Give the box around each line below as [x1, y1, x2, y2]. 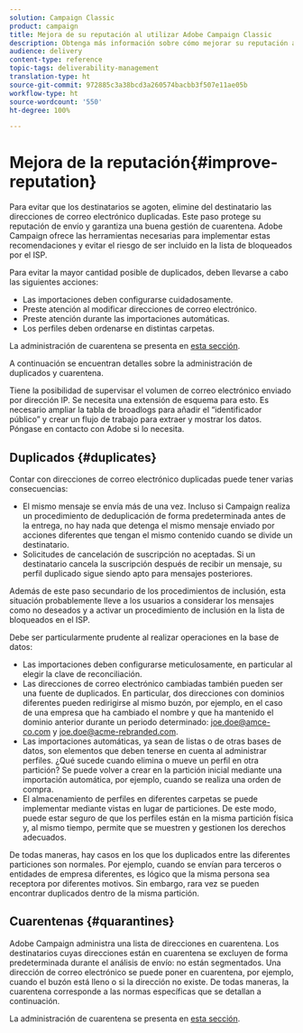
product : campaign [9, 22, 78, 31]
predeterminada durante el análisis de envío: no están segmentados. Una [9, 957, 281, 968]
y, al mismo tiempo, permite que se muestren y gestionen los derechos [22, 822, 287, 832]
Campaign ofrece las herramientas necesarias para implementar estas [9, 230, 271, 241]
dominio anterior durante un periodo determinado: [22, 717, 209, 728]
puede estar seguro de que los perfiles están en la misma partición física [22, 812, 294, 823]
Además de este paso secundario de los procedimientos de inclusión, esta [9, 586, 287, 596]
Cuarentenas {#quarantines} [9, 914, 175, 929]
